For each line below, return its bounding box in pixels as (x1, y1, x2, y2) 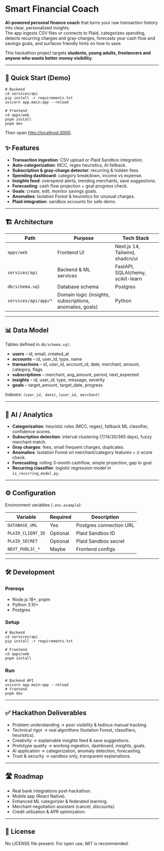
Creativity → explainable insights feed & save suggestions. (12, 737, 130, 743)
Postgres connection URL (76, 522, 135, 529)
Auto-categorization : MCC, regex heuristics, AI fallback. (12, 162, 127, 168)
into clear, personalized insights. (5, 24, 70, 30)
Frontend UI (57, 249, 84, 256)
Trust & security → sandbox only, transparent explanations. (12, 753, 131, 759)
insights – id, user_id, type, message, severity (12, 377, 105, 383)
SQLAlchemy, (115, 269, 146, 276)
